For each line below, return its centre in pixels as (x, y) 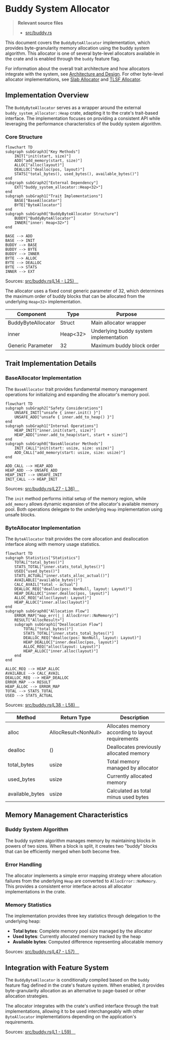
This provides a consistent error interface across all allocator (69, 886)
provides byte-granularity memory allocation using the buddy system (77, 48)
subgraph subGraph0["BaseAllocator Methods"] (54, 444)
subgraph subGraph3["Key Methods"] (43, 152)
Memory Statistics (28, 905)
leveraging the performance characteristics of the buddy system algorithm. (83, 124)
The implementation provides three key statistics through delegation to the (83, 916)
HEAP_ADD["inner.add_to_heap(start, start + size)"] (71, 435)
